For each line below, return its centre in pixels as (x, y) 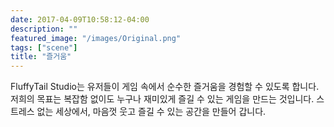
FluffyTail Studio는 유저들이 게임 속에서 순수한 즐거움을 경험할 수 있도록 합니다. (165, 87)
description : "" (44, 29)
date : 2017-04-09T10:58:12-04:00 (80, 19)
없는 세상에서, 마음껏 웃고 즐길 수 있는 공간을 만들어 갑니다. (151, 112)
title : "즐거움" (41, 57)
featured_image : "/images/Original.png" (96, 38)
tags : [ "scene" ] (44, 47)
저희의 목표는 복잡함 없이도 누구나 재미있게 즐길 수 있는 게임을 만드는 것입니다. (162, 99)
